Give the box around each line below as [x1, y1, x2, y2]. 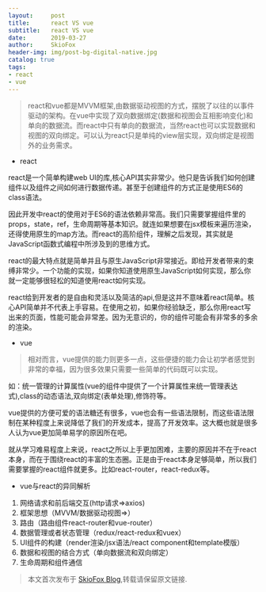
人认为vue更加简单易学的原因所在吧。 [8, 427, 132, 437]
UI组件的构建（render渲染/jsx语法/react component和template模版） [19, 537, 244, 547]
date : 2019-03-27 [8, 33, 87, 42]
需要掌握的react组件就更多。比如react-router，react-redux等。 [8, 464, 214, 474]
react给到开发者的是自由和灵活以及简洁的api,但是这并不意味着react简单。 [8, 292, 248, 302]
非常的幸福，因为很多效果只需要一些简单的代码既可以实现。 [27, 364, 222, 373]
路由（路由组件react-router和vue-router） [19, 518, 157, 527]
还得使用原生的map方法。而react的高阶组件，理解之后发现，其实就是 [8, 229, 234, 239]
